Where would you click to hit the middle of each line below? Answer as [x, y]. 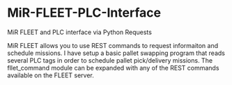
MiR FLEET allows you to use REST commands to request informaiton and [113, 45]
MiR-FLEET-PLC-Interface [84, 13]
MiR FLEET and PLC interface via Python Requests [79, 32]
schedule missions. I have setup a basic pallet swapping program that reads [116, 53]
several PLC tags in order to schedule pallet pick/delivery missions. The [110, 60]
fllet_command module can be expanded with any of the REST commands [113, 68]
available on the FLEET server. [51, 75]
